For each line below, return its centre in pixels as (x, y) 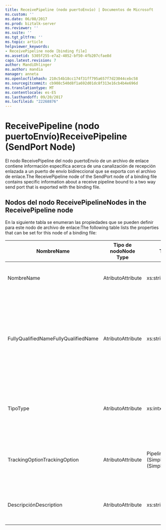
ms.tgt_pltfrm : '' (24, 38)
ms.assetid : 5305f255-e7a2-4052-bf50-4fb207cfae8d (58, 56)
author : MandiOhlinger (28, 65)
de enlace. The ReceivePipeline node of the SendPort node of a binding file (81, 177)
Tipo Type (19, 408)
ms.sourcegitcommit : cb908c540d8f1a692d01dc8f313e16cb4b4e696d (72, 83)
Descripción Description (35, 505)
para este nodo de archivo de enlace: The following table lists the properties (82, 227)
